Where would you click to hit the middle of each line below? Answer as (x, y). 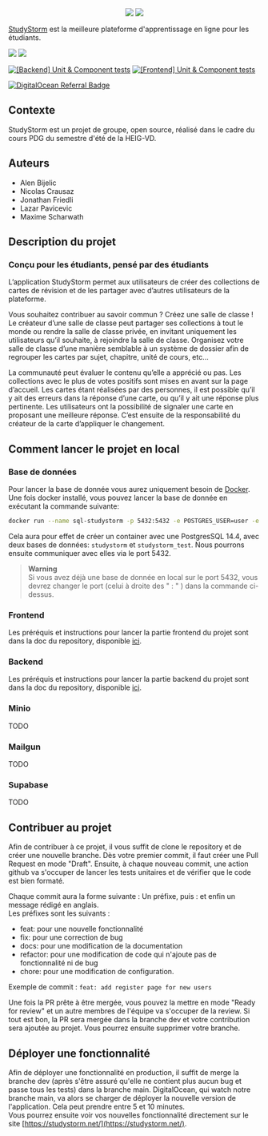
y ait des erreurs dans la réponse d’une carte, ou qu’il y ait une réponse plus (134, 398)
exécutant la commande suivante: (64, 506)
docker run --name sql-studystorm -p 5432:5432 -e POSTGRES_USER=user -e (134, 521)
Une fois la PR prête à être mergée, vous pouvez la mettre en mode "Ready (132, 1003)
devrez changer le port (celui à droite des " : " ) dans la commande (138, 586)
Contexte (32, 110)
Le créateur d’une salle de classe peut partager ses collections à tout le (126, 323)
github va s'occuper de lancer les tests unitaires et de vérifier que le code (130, 872)
